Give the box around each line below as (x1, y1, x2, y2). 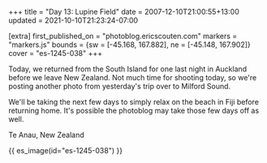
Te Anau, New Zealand (8, 130, 84, 139)
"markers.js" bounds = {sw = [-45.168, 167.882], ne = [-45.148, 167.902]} (8, 40, 251, 49)
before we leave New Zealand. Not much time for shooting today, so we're (8, 73, 257, 82)
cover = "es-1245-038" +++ (8, 49, 103, 58)
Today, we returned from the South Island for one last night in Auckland (8, 64, 248, 74)
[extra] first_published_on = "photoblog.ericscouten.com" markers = (8, 32, 238, 41)
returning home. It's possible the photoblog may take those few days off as (8, 105, 260, 115)
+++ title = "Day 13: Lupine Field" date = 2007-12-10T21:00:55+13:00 (8, 7, 239, 16)
